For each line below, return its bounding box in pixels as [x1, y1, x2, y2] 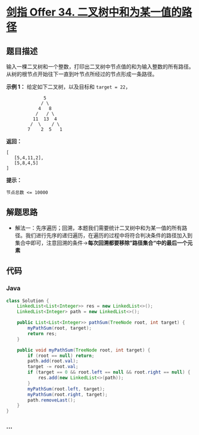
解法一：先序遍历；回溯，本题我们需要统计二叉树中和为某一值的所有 [14, 224, 182, 231]
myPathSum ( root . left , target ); [27, 386, 105, 392]
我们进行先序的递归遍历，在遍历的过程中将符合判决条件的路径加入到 [25, 231, 192, 239]
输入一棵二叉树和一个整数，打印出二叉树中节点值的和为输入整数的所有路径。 [6, 63, 194, 70]
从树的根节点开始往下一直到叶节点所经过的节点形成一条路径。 [6, 71, 158, 78]
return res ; [27, 330, 58, 336]
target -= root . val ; [27, 364, 79, 370]
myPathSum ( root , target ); [27, 325, 92, 331]
